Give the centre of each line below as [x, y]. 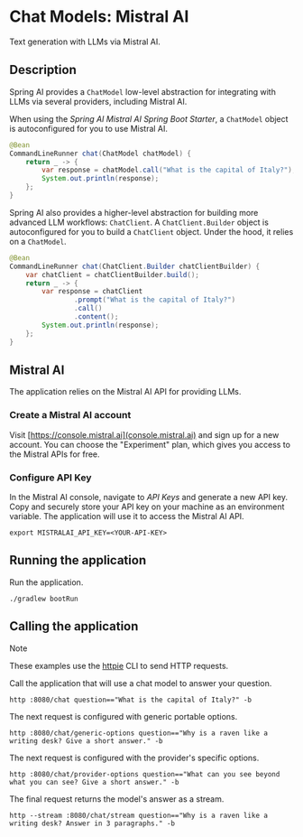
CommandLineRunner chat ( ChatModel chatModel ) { [101, 153]
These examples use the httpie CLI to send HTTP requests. [119, 665]
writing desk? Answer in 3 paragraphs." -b [92, 823]
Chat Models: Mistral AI [99, 17]
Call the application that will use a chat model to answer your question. [141, 683]
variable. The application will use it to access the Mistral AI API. [127, 516]
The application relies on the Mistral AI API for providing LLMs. [125, 392]
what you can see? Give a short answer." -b [94, 782]
